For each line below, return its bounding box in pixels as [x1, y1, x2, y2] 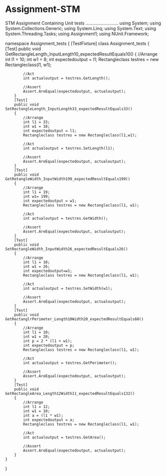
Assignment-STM [5, 4, 81, 15]
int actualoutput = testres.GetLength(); [23, 76, 111, 81]
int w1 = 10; [23, 408, 50, 413]
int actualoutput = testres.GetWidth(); [23, 216, 108, 221]
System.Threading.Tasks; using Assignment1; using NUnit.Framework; [5, 31, 149, 37]
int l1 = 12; [23, 404, 50, 409]
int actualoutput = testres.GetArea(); [23, 434, 106, 440]
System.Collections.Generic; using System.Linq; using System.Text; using [5, 25, 156, 31]
